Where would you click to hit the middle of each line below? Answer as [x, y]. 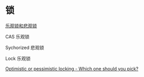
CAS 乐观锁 [17, 36]
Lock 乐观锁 [18, 58]
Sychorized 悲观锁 [25, 47]
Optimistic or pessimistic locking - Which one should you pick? [72, 69]
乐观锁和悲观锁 [21, 26]
